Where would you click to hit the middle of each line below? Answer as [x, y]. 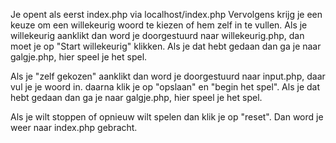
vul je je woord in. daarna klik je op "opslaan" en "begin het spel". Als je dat [165, 87]
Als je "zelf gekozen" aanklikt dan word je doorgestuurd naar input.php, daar [168, 76]
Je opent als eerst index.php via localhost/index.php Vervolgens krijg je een [166, 14]
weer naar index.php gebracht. [74, 127]
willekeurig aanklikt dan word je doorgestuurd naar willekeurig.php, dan [157, 35]
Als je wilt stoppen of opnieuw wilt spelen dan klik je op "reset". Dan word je [167, 117]
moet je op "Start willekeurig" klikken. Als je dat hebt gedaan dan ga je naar [166, 46]
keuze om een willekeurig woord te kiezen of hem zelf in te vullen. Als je [159, 25]
